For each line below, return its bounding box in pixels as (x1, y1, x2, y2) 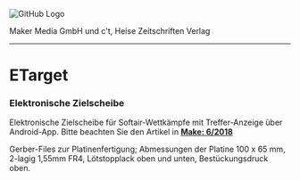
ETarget (9, 65, 69, 86)
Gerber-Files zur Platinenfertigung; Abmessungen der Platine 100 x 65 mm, (9, 143, 286, 155)
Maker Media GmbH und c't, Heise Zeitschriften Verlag (9, 26, 211, 36)
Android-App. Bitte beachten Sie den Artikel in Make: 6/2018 (9, 127, 234, 137)
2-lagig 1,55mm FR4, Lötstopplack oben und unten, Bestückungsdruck (9, 153, 269, 164)
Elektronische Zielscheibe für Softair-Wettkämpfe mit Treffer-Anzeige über (9, 117, 283, 128)
